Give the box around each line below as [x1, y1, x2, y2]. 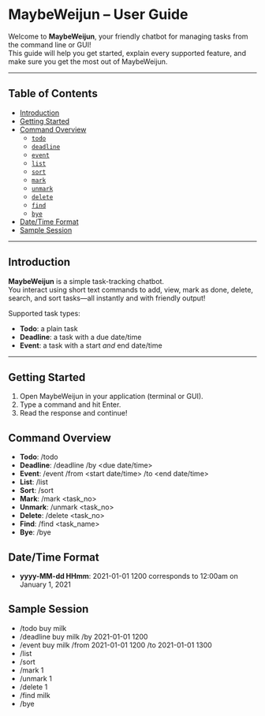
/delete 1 [19, 682, 48, 692]
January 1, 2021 [19, 580, 71, 589]
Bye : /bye [19, 528, 51, 537]
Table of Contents [8, 87, 99, 100]
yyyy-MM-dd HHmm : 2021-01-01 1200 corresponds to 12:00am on [19, 572, 238, 580]
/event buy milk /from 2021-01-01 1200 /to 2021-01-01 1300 [19, 640, 213, 650]
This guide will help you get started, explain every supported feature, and [8, 48, 247, 58]
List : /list [19, 477, 49, 487]
